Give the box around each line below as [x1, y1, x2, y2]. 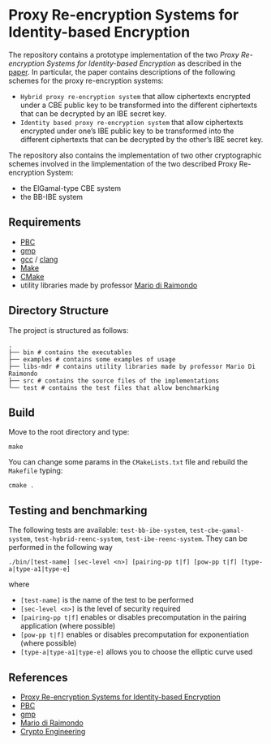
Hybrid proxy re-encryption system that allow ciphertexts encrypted [19, 91, 251, 101]
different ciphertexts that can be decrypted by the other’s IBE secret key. [19, 134, 264, 144]
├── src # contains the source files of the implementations [8, 376, 220, 385]
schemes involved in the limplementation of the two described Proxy [8, 158, 238, 168]
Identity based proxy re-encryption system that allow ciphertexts [19, 117, 243, 127]
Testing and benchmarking [8, 504, 148, 517]
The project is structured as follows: [8, 325, 129, 335]
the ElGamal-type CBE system [19, 183, 122, 192]
